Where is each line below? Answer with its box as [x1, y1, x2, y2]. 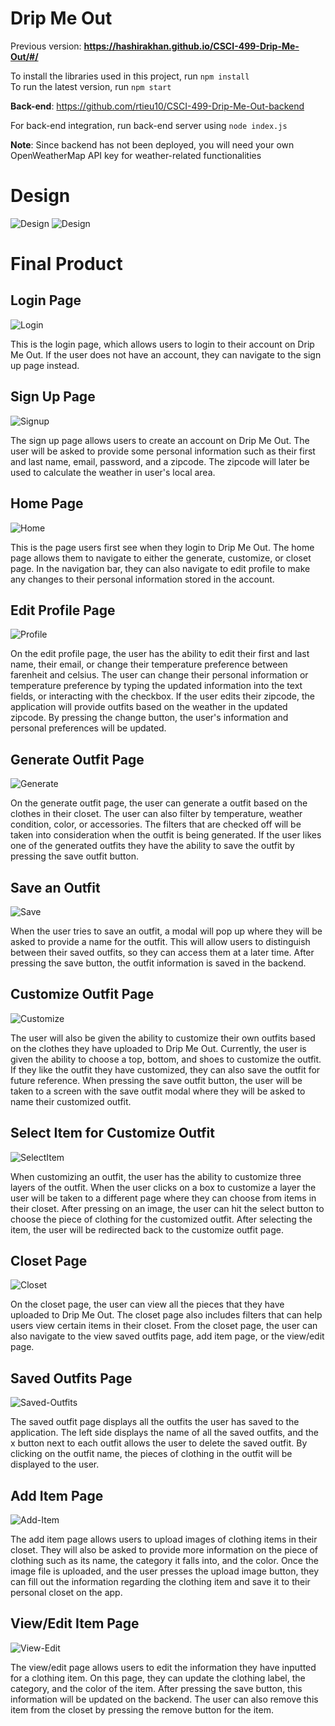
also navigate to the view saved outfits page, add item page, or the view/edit [10, 1330, 325, 1342]
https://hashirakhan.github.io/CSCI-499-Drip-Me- [83, 40, 300, 52]
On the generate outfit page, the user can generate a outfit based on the [10, 797, 308, 809]
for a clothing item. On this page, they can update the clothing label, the [10, 1672, 306, 1684]
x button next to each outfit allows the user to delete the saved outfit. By [10, 1437, 308, 1449]
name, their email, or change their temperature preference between [10, 658, 288, 671]
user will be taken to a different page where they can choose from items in [10, 1192, 317, 1204]
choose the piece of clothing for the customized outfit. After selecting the [10, 1213, 313, 1225]
